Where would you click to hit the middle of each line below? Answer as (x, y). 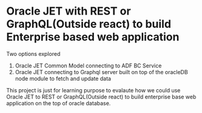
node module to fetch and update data (63, 78)
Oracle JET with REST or (69, 11)
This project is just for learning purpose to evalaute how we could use (93, 90)
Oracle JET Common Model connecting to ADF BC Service (88, 66)
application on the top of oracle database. (59, 103)
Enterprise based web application (93, 37)
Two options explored (33, 53)
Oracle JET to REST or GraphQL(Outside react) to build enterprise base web (101, 97)
